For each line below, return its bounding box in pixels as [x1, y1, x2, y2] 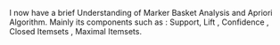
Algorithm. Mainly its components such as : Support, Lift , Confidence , [9, 17, 269, 27]
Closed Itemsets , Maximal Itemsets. [9, 26, 143, 36]
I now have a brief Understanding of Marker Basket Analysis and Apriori [9, 8, 274, 18]
